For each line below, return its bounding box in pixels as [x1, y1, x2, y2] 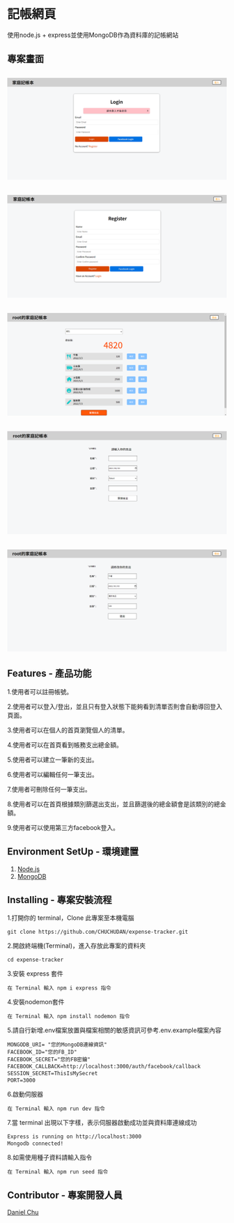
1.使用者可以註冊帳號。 [7, 687, 73, 695]
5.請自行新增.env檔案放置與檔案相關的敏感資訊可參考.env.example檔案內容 [7, 1026, 221, 1035]
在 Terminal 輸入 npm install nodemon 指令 [7, 1013, 130, 1020]
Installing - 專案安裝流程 [7, 894, 112, 906]
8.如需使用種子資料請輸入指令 [7, 1153, 93, 1162]
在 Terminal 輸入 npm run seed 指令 [7, 1169, 109, 1176]
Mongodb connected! [7, 1140, 64, 1147]
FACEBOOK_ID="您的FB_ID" [7, 1049, 77, 1056]
